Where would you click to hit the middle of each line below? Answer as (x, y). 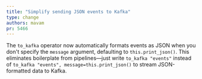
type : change (23, 17)
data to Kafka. (50, 71)
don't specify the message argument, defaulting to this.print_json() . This (98, 52)
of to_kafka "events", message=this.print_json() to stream (81, 65)
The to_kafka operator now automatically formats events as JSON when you (101, 45)
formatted (19, 71)
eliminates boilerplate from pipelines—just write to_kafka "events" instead (99, 58)
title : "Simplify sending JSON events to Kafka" (68, 12)
